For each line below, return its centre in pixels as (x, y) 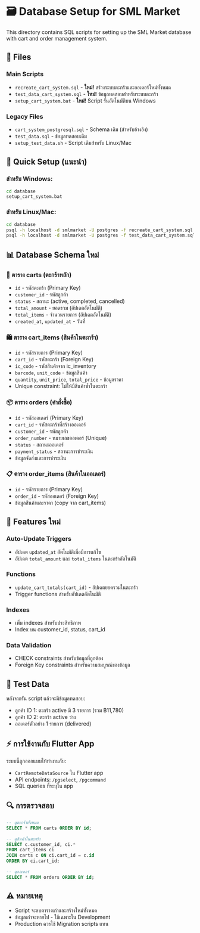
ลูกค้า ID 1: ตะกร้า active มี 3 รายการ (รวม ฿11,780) (69, 711)
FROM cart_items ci (30, 850)
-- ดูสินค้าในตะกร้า (23, 839)
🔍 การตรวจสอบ (30, 806)
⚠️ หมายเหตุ (24, 896)
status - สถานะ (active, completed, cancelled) (70, 301)
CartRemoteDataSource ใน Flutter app (59, 773)
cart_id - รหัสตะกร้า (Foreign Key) (54, 359)
